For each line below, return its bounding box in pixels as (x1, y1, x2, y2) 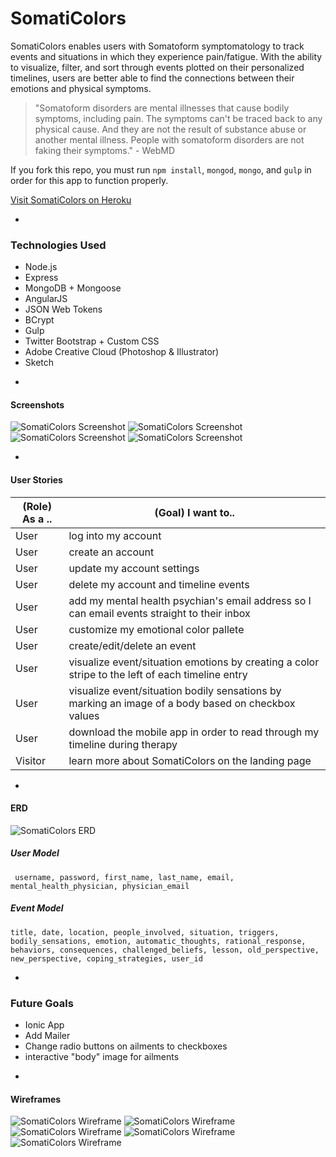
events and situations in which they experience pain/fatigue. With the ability (10, 50, 323, 62)
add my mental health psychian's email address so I (68, 593, 312, 607)
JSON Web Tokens (24, 303, 103, 316)
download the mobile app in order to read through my (68, 725, 320, 739)
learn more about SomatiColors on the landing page (68, 753, 312, 767)
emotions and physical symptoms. (10, 82, 152, 94)
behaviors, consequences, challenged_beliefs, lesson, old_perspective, (10, 945, 320, 955)
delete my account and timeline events (68, 577, 250, 591)
